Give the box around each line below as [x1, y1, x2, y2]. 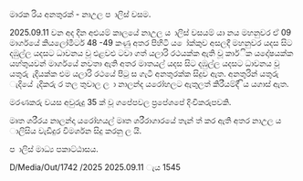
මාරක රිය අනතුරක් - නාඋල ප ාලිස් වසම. [9, 9, 151, 19]
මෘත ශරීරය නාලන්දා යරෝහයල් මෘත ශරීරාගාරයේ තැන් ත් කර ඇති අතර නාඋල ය [9, 115, 282, 125]
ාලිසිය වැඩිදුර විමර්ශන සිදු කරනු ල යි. [9, 125, 142, 136]
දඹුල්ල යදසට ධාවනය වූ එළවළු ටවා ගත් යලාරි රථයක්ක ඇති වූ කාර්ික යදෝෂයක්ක [9, 48, 294, 59]
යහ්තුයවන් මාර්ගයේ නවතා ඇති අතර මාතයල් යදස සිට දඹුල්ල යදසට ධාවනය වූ [9, 58, 280, 69]
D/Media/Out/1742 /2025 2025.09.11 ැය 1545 [9, 162, 181, 173]
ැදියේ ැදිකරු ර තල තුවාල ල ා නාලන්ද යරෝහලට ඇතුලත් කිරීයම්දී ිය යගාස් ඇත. [9, 79, 289, 89]
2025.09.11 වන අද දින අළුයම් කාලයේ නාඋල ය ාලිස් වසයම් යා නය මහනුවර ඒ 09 [9, 27, 292, 37]
